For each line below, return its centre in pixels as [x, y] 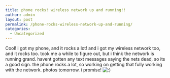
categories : [18, 29]
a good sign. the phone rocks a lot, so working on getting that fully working [84, 64]
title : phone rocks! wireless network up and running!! [65, 10]
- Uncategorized [27, 34]
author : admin [20, 15]
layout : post [19, 19]
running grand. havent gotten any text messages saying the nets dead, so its [85, 59]
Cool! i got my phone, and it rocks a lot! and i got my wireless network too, [83, 48]
